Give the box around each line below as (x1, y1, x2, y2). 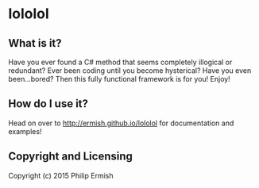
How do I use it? (8, 97, 89, 111)
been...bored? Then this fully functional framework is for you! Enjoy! (8, 75, 230, 83)
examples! (8, 126, 42, 136)
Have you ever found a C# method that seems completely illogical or (8, 57, 233, 67)
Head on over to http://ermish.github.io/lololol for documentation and (8, 118, 234, 128)
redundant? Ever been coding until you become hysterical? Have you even (8, 66, 252, 75)
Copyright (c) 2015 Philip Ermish (8, 171, 114, 180)
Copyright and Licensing (8, 150, 133, 163)
